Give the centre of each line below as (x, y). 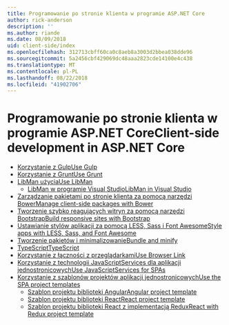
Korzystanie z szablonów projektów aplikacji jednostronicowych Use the (119, 277)
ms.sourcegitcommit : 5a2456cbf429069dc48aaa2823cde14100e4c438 (100, 59)
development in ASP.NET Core (96, 148)
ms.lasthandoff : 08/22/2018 (48, 78)
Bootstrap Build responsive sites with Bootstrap (83, 219)
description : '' (30, 26)
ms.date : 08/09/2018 (37, 39)
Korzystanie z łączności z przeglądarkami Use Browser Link (101, 255)
